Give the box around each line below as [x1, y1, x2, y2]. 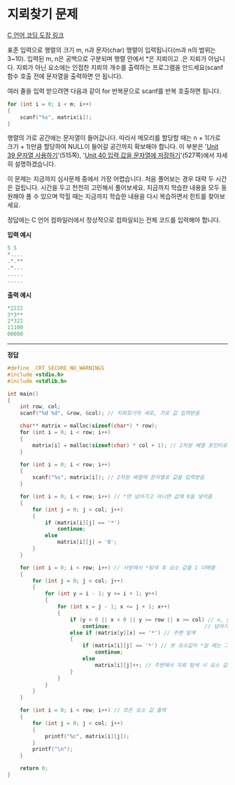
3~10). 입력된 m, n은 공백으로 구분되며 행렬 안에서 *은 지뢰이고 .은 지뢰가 [7, 54, 207, 63]
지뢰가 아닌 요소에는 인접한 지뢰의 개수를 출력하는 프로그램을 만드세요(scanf [16, 63, 224, 71]
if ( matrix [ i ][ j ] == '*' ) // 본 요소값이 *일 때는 [82, 642, 222, 649]
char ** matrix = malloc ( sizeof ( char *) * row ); [20, 422, 158, 430]
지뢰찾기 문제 [7, 6, 78, 22]
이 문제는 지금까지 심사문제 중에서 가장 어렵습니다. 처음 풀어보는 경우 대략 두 [7, 175, 215, 183]
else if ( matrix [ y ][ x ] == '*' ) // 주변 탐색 [69, 629, 196, 636]
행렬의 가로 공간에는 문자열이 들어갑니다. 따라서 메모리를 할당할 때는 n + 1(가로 [7, 134, 221, 142]
